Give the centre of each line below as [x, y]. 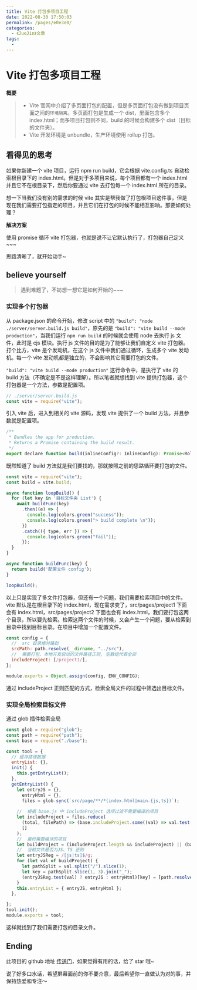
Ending [19, 946]
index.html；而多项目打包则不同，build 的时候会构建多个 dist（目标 [110, 120]
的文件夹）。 [43, 127]
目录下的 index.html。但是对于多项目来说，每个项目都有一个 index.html [102, 178]
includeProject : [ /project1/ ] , [50, 660]
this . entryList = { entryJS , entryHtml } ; [69, 888]
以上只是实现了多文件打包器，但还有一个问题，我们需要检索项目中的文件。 [96, 597]
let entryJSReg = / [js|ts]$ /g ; [55, 855]
